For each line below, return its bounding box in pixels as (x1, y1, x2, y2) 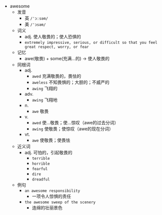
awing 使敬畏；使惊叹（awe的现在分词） (32, 126, 114, 132)
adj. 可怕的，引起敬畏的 (24, 149, 73, 155)
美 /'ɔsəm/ (24, 21, 46, 27)
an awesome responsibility (24, 188, 81, 193)
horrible (32, 161, 50, 166)
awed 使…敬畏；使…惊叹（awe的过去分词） (32, 120, 119, 125)
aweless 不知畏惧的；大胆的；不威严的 (32, 79, 110, 85)
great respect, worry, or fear (24, 44, 89, 49)
